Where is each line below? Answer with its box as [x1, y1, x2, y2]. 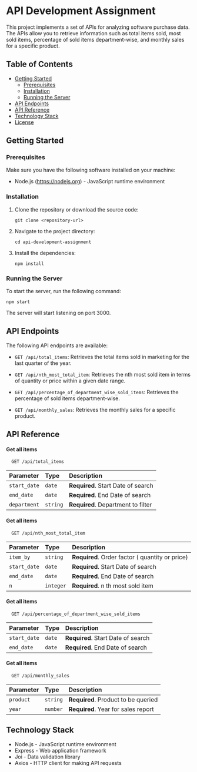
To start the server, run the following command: [6, 288, 122, 295]
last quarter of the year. [14, 360, 72, 367]
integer [45, 582, 66, 589]
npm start [6, 299, 31, 305]
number [44, 706, 64, 713]
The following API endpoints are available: [6, 342, 108, 349]
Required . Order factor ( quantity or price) [72, 553, 188, 561]
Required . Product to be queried [68, 696, 158, 704]
